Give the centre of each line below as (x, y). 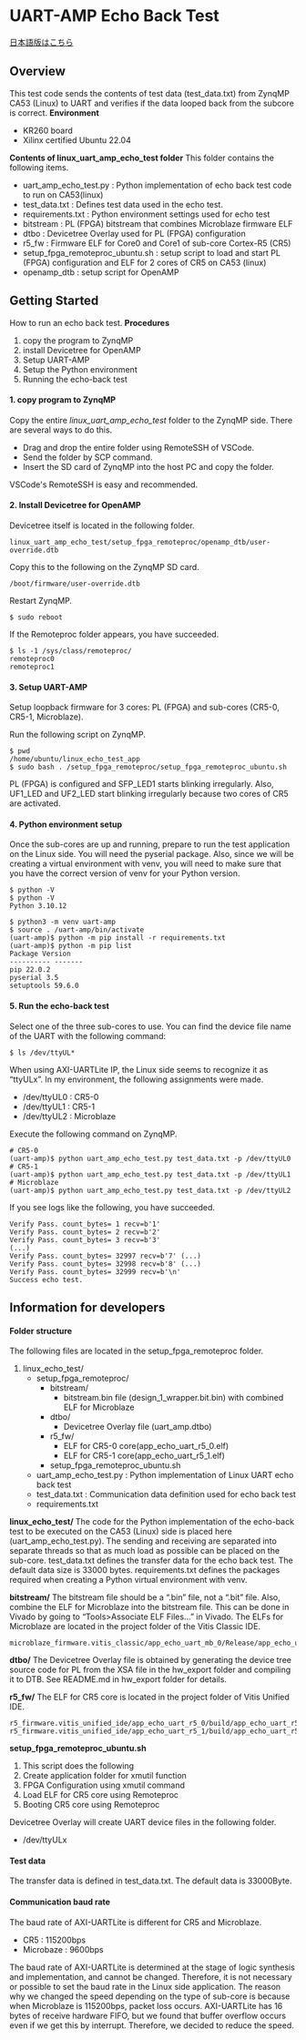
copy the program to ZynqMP (78, 340)
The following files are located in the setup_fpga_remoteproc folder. (137, 1351)
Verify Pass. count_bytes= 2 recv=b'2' (85, 1232)
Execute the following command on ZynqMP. (93, 1134)
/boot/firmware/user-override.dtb (75, 584)
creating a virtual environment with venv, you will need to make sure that (146, 864)
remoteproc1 (32, 667)
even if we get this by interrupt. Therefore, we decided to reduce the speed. (152, 2025)
